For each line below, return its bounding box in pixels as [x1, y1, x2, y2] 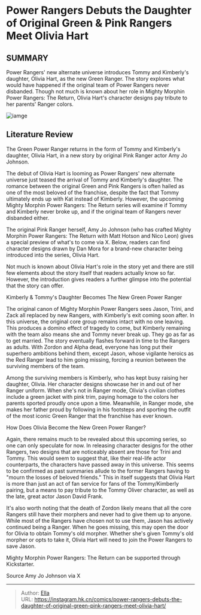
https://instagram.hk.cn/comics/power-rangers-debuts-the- [34, 595, 182, 602]
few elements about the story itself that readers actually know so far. [6, 269, 175, 276]
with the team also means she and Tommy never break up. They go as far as [6, 331, 195, 338]
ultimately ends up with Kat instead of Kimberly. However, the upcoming [6, 195, 184, 202]
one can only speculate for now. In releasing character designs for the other [6, 441, 193, 449]
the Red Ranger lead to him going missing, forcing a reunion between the [6, 356, 187, 363]
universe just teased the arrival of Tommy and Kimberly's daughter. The [6, 176, 183, 183]
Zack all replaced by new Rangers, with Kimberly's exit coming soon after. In [6, 311, 194, 319]
